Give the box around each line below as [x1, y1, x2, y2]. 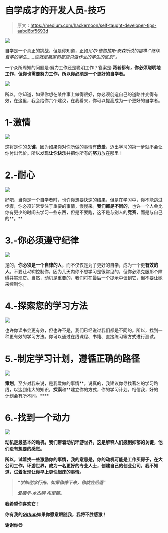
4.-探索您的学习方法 [5, 300, 88, 312]
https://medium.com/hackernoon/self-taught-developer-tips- [30, 22, 157, 28]
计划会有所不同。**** [5, 393, 49, 399]
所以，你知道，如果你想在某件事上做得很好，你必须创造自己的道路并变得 [5, 91, 154, 97]
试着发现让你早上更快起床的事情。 [14, 469, 84, 475]
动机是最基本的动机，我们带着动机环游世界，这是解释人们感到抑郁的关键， [5, 439, 158, 445]
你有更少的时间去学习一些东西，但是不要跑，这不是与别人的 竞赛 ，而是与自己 [5, 209, 163, 215]
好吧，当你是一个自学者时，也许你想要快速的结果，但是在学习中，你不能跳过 [5, 197, 163, 203]
